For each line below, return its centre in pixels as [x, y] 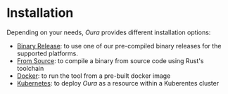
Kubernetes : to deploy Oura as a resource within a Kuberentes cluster [118, 83]
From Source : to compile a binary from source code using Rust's [110, 60]
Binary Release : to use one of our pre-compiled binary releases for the [119, 46]
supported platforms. [47, 53]
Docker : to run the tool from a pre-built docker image [94, 76]
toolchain [30, 68]
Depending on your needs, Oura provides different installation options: [109, 32]
